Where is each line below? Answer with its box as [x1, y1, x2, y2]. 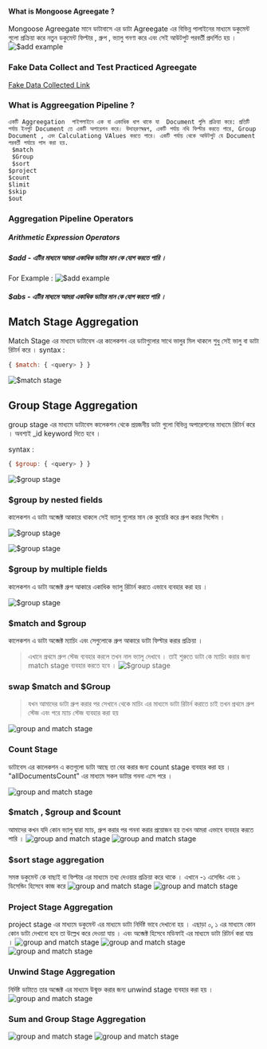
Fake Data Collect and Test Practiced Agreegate [8, 62, 198, 73]
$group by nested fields [8, 494, 104, 505]
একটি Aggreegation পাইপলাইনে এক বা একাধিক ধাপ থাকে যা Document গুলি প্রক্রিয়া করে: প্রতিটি [8, 118, 250, 126]
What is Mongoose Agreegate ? [8, 6, 116, 16]
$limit [8, 180, 30, 189]
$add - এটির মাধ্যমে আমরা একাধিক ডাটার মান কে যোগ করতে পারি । [8, 252, 167, 262]
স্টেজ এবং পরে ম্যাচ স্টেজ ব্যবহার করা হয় [27, 708, 119, 718]
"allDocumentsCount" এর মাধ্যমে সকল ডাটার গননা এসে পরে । [8, 771, 173, 781]
